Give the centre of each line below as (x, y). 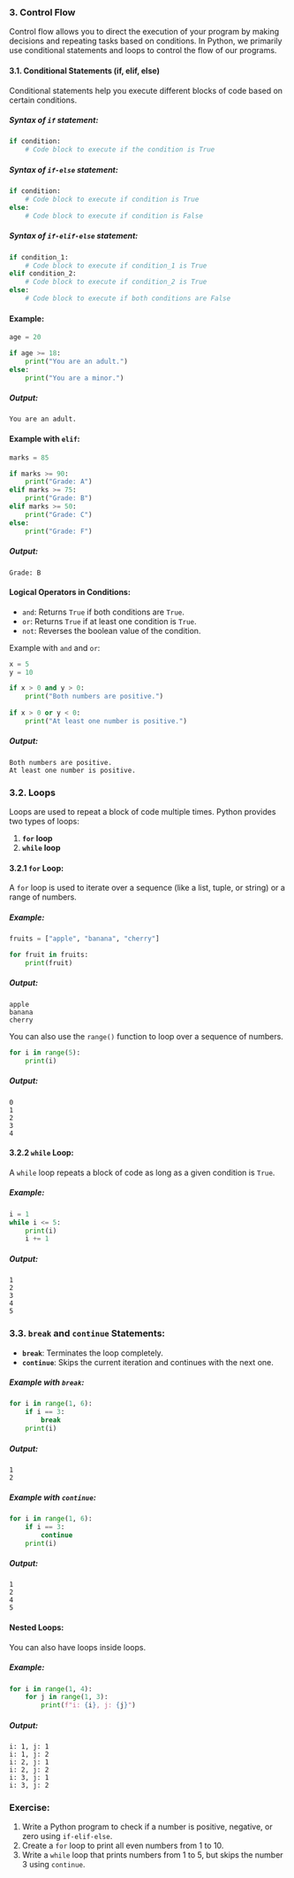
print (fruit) (49, 963)
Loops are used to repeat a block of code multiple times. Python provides (143, 812)
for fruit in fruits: (49, 955)
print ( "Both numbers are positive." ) (94, 697)
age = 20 (25, 337)
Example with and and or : (55, 647)
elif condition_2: (43, 274)
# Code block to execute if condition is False (114, 216)
